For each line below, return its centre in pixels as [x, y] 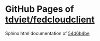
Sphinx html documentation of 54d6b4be [48, 33]
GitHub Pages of [40, 9]
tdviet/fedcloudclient [50, 20]
